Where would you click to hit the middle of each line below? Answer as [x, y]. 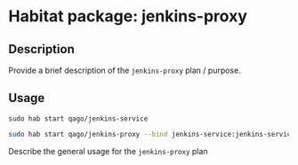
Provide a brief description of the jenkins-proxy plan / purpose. [125, 70]
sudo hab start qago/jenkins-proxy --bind [88, 134]
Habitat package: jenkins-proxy [128, 16]
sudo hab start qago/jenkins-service [78, 118]
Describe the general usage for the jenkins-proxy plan [108, 151]
